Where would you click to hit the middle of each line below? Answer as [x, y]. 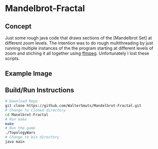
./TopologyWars [20, 133]
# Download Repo [21, 101]
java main [15, 142]
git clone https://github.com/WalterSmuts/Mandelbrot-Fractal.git [73, 106]
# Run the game [20, 128]
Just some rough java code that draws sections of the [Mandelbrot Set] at [79, 38]
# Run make [16, 119]
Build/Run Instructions [40, 90]
